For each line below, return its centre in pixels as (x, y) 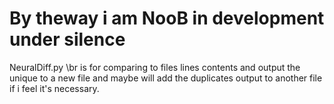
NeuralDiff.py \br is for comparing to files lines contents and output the (155, 67)
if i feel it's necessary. (54, 88)
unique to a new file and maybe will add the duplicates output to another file (166, 78)
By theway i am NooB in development (167, 18)
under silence (67, 39)
